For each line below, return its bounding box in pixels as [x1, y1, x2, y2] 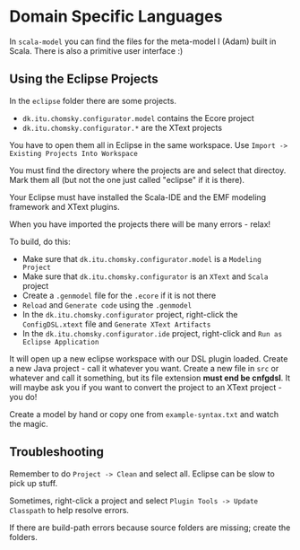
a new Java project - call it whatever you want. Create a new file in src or [9, 362, 279, 373]
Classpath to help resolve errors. [9, 504, 130, 515]
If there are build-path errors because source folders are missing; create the [9, 522, 291, 533]
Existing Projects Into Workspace [9, 149, 139, 158]
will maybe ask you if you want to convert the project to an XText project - [9, 381, 282, 392]
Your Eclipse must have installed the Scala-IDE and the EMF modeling [9, 191, 267, 203]
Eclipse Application [21, 337, 99, 346]
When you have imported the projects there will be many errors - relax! [9, 218, 271, 230]
